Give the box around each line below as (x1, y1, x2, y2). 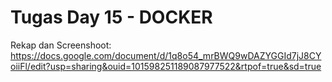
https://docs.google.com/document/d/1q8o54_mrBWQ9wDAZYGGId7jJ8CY (10, 49, 322, 61)
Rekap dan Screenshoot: (10, 39, 112, 51)
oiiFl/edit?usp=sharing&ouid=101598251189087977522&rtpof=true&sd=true (10, 60, 322, 72)
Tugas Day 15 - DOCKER (10, 6, 213, 29)
